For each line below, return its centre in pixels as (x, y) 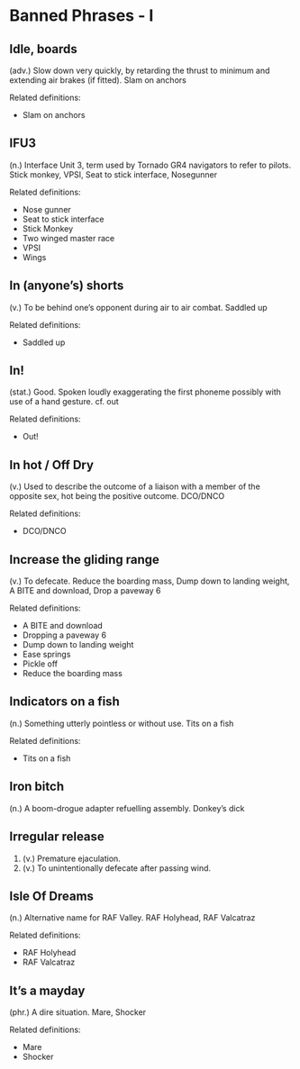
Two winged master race (68, 238)
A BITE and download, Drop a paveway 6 (85, 591)
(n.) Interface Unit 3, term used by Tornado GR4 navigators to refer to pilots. (150, 165)
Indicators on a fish (64, 702)
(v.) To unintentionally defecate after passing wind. (117, 868)
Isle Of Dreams (52, 896)
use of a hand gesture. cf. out (64, 402)
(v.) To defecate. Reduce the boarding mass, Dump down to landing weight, (150, 581)
